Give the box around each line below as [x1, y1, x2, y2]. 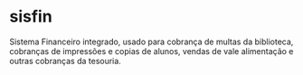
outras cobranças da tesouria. [9, 55, 122, 66]
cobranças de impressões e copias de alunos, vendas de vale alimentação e [9, 45, 294, 56]
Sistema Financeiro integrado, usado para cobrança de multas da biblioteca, [9, 36, 294, 47]
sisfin [9, 6, 52, 27]
